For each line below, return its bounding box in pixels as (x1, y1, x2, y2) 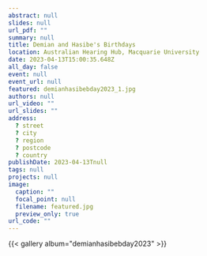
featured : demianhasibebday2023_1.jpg (8, 85, 136, 93)
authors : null (8, 92, 55, 100)
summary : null (8, 33, 55, 42)
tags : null (8, 166, 44, 174)
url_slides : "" (8, 107, 58, 115)
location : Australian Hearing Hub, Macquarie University (8, 48, 200, 56)
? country (15, 151, 47, 159)
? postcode (15, 144, 51, 152)
